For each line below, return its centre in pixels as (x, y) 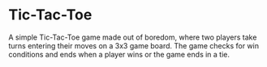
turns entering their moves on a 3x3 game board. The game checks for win (134, 45)
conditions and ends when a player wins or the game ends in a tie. (119, 54)
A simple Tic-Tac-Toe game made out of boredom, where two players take (133, 37)
